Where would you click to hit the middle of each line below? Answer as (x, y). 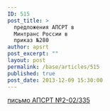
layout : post (27, 60)
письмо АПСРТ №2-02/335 (49, 100)
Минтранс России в (41, 34)
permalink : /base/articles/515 (54, 67)
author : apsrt (28, 47)
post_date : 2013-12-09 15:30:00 (55, 80)
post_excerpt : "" (33, 54)
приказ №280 (32, 41)
